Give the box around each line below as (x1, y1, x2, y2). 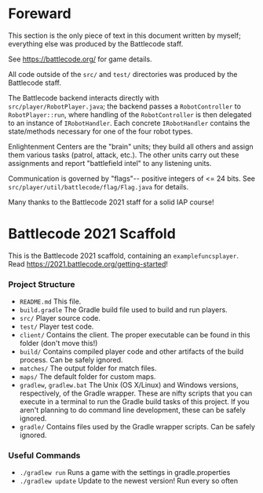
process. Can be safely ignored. (19, 355, 123, 365)
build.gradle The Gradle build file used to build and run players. (19, 305, 228, 315)
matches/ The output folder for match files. (19, 363, 157, 373)
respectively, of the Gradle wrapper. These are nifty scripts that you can (19, 388, 253, 398)
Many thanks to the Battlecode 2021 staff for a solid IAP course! (8, 197, 214, 207)
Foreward (8, 5, 72, 23)
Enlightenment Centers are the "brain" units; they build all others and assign (8, 142, 254, 151)
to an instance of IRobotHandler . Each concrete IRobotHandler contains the (8, 118, 250, 127)
